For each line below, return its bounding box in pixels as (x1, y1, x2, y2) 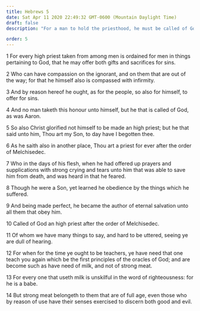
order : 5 (6, 36, 28, 42)
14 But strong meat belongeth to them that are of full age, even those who (6, 292, 187, 299)
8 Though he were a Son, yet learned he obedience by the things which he (6, 184, 189, 192)
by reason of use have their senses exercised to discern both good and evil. (6, 298, 192, 305)
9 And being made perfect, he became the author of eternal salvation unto (6, 202, 189, 210)
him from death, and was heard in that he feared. (6, 173, 126, 180)
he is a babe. (6, 280, 38, 287)
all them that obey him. (6, 208, 62, 215)
